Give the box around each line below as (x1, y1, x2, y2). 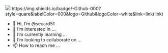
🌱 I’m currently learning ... (12, 31, 67, 37)
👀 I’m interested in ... (12, 26, 56, 32)
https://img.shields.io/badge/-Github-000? (11, 6, 101, 12)
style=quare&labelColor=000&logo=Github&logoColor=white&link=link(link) (5, 11, 164, 17)
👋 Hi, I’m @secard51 (12, 21, 55, 27)
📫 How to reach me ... (12, 42, 60, 48)
